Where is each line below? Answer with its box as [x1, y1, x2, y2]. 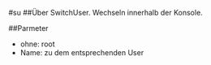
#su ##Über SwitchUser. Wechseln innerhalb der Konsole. [8, 8, 203, 17]
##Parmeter [8, 24, 49, 32]
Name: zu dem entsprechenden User [19, 48, 144, 57]
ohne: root [19, 39, 55, 49]
